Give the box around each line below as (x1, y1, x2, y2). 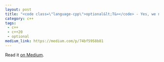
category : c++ (5, 16, 34, 21)
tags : (5, 20, 16, 26)
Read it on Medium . (5, 52, 44, 58)
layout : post (5, 7, 32, 12)
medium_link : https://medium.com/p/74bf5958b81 (5, 39, 104, 44)
